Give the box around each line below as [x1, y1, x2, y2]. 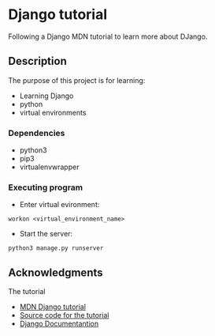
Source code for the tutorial [19, 311, 109, 320]
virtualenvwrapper [19, 162, 80, 172]
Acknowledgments [8, 266, 104, 279]
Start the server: [19, 229, 73, 239]
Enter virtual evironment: [19, 200, 100, 210]
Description [8, 55, 67, 68]
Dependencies [8, 127, 65, 138]
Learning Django [19, 91, 74, 100]
